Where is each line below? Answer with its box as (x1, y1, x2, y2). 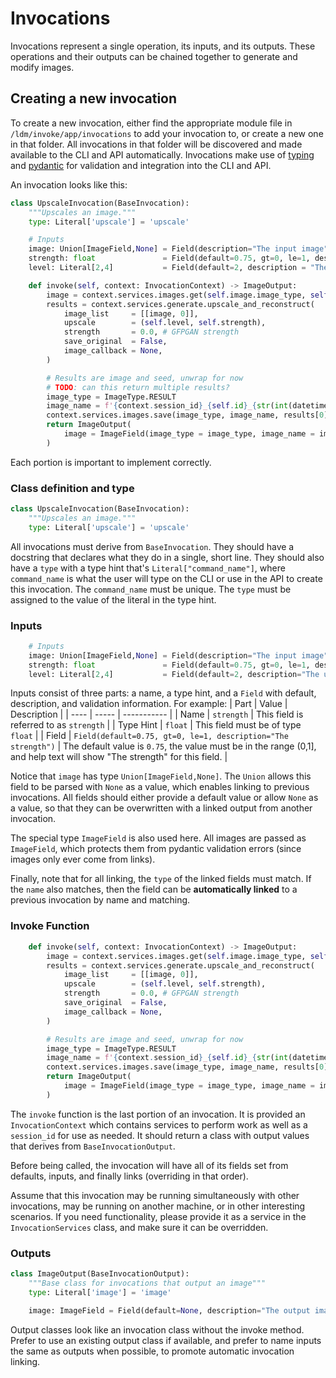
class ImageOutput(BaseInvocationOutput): (10, 1269, 190, 1279)
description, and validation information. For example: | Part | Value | (10, 698, 288, 710)
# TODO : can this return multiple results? (46, 382, 230, 392)
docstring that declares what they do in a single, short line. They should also (10, 551, 325, 563)
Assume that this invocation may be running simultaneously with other (10, 1189, 300, 1201)
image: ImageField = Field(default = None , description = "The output (28, 1305, 311, 1316)
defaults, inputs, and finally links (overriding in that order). (10, 1170, 249, 1182)
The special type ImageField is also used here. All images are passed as (10, 832, 307, 844)
